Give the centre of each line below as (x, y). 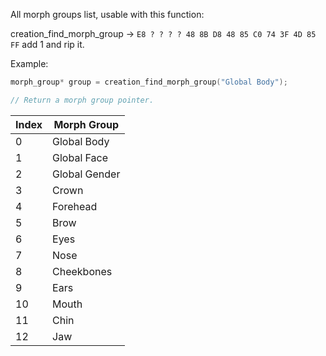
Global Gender (86, 174)
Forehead (75, 206)
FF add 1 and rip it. (47, 44)
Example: (29, 63)
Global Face (80, 157)
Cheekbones (82, 271)
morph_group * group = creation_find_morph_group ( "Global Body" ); (149, 82)
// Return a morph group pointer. (82, 100)
